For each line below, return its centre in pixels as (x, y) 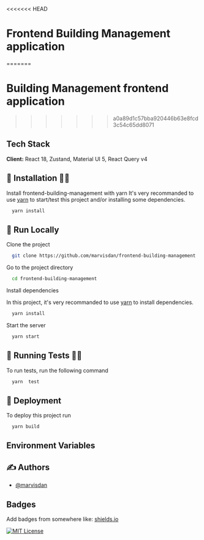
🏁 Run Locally (33, 230)
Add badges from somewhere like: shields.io (62, 519)
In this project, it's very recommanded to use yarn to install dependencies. (100, 302)
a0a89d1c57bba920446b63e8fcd (156, 118)
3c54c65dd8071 (134, 124)
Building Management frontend (88, 89)
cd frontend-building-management (55, 279)
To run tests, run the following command (57, 370)
